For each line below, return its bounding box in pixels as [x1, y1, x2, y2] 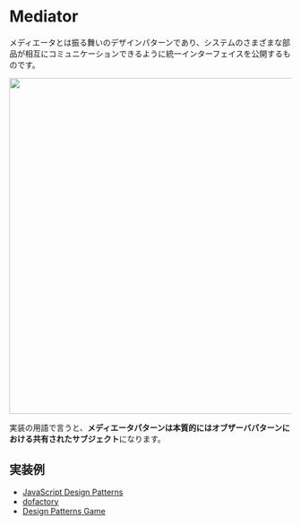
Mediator [9, 6, 79, 27]
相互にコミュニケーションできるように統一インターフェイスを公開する [24, 47, 284, 59]
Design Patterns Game [21, 505, 106, 516]
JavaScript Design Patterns [21, 486, 124, 497]
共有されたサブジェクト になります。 [32, 433, 166, 444]
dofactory [21, 495, 59, 507]
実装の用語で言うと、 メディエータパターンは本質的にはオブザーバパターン [9, 422, 282, 433]
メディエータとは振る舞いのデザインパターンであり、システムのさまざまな [9, 37, 283, 47]
